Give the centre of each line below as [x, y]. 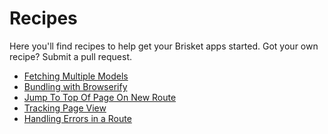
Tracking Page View [65, 108]
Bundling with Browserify [75, 86]
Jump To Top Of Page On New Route [100, 97]
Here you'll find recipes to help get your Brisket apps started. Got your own [164, 46]
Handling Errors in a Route [77, 118]
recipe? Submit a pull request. [71, 56]
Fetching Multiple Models [76, 76]
